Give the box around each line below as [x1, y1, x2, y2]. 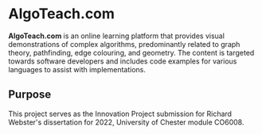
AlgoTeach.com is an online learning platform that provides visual [8, 31, 225, 40]
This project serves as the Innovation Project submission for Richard [8, 109, 233, 118]
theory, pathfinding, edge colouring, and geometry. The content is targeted [8, 48, 255, 57]
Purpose [8, 88, 52, 102]
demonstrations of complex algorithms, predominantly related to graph [8, 39, 240, 48]
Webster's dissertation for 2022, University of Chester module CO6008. [8, 117, 244, 127]
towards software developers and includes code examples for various [8, 56, 237, 66]
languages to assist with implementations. [8, 64, 146, 74]
